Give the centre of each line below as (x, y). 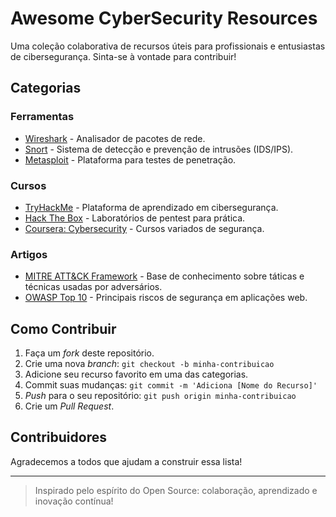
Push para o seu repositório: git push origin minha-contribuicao (160, 396)
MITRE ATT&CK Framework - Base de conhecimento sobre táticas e (164, 276)
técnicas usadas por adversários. (93, 287)
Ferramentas (42, 117)
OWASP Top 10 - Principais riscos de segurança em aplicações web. (166, 298)
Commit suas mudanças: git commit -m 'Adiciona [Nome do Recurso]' (171, 385)
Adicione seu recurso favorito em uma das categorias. (136, 374)
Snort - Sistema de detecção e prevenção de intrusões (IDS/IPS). (159, 149)
